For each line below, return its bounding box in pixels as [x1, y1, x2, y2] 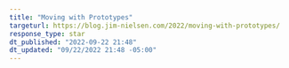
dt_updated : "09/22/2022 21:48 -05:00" [9, 46, 157, 55]
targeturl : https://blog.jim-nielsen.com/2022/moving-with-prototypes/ [9, 21, 280, 30]
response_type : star [9, 29, 86, 38]
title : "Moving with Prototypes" [9, 12, 133, 22]
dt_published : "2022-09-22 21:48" [9, 37, 138, 47]
